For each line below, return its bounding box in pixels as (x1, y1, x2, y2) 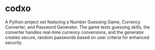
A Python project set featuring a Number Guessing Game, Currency (5, 19, 141, 25)
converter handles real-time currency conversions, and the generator (5, 29, 144, 35)
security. (5, 39, 23, 45)
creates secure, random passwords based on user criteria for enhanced (5, 34, 150, 40)
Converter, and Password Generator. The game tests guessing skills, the (5, 24, 150, 30)
